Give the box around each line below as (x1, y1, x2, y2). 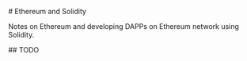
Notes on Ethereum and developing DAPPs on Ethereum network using (8, 22, 240, 30)
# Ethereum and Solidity (8, 7, 87, 16)
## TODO (8, 45, 40, 54)
